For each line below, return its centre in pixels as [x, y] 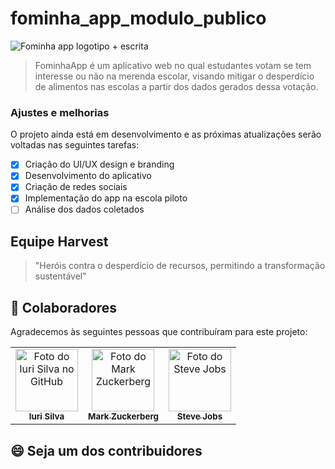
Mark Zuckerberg [123, 416]
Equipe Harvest [59, 241]
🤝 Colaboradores [64, 307]
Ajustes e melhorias [60, 112]
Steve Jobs [199, 416]
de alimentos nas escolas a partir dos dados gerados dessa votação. [176, 86]
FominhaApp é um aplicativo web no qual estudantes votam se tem [173, 65]
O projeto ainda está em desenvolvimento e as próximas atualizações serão [166, 134]
